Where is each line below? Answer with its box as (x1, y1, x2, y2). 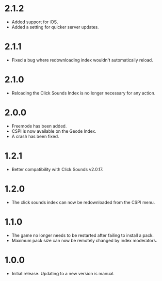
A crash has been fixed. (11, 133, 59, 139)
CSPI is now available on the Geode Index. (11, 128, 97, 134)
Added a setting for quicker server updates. (11, 24, 99, 30)
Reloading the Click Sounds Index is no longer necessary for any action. (11, 90, 156, 96)
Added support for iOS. (11, 19, 58, 25)
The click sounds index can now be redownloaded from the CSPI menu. (11, 199, 155, 205)
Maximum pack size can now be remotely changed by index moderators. (11, 237, 157, 243)
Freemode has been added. (11, 123, 67, 129)
